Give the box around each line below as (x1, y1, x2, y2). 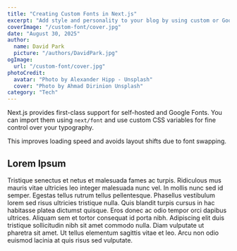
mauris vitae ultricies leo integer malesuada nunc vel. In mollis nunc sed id (7, 183, 224, 192)
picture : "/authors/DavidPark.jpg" (13, 50, 119, 57)
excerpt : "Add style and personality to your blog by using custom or (7, 17, 219, 24)
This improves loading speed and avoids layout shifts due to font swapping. (7, 137, 227, 145)
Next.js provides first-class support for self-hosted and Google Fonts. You (7, 109, 222, 117)
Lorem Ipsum (7, 157, 66, 169)
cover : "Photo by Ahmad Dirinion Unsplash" (13, 82, 143, 90)
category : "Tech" (7, 89, 59, 96)
